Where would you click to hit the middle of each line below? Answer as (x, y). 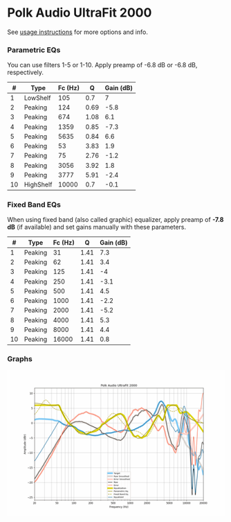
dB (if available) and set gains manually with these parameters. (97, 227)
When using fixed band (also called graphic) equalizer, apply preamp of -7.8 (115, 220)
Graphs (20, 359)
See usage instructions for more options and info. (78, 32)
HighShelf (38, 184)
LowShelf (37, 98)
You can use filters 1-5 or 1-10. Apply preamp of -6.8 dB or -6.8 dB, (102, 65)
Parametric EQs (34, 50)
